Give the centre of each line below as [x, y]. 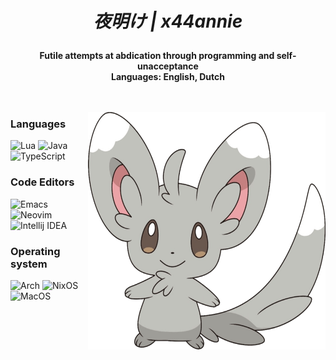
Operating [35, 251]
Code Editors [42, 182]
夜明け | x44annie [168, 21]
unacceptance [168, 66]
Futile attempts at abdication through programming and [157, 56]
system [29, 264]
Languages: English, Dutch [167, 77]
